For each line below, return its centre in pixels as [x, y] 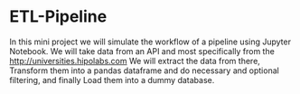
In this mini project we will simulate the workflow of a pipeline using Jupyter [150, 42]
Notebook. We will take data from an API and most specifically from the [142, 51]
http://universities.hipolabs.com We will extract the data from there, [135, 61]
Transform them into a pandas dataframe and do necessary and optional [145, 70]
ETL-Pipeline [58, 17]
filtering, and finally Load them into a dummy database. [112, 80]
